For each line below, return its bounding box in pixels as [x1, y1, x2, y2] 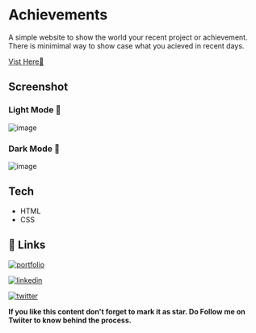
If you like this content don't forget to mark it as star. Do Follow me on [8, 306, 246, 316]
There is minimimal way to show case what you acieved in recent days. [8, 40, 245, 50]
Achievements [8, 6, 108, 24]
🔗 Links [8, 238, 46, 252]
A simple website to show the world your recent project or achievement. [8, 32, 248, 42]
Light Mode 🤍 [8, 104, 62, 116]
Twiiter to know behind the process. [8, 315, 132, 325]
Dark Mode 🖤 [8, 143, 61, 154]
